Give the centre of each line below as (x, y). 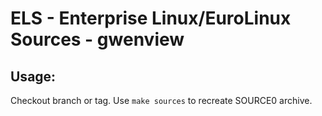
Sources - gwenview (97, 39)
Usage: (33, 76)
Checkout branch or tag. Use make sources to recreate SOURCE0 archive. (161, 100)
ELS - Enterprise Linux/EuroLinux (151, 18)
